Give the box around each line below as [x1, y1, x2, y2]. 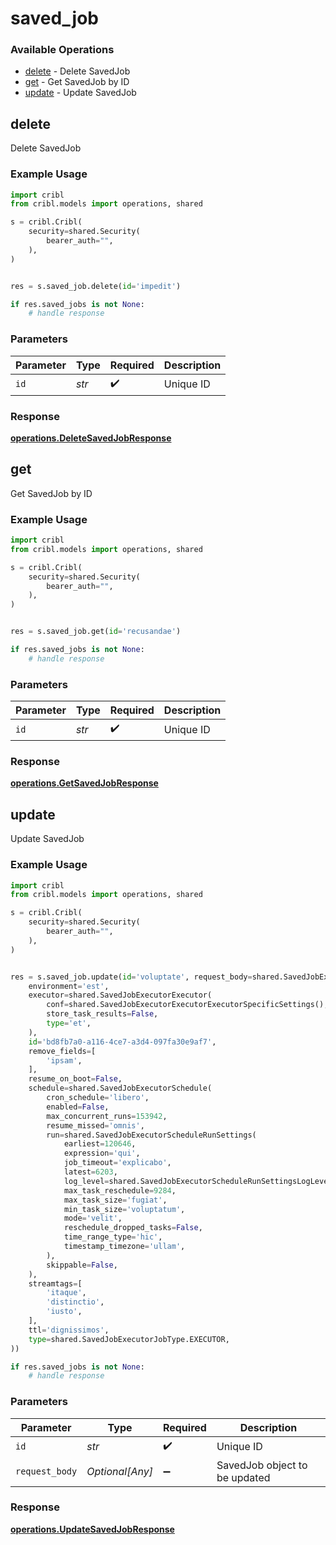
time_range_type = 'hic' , [63, 1232, 163, 1242]
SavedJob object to [216, 1458, 308, 1472]
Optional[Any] [86, 1464, 153, 1478]
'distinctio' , [46, 1297, 105, 1307]
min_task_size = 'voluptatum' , [63, 1204, 186, 1214]
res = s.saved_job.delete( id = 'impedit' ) [10, 281, 182, 291]
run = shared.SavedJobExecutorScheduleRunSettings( [46, 1130, 257, 1140]
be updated [216, 1470, 271, 1484]
